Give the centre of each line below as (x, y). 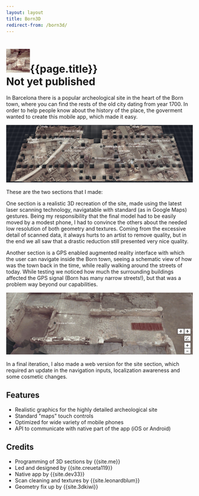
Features (23, 395)
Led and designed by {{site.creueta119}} (64, 468)
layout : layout (25, 12)
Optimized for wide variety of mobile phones (69, 422)
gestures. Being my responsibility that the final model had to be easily (91, 216)
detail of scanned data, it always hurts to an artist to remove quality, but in (97, 235)
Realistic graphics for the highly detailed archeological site (86, 409)
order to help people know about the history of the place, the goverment (94, 110)
